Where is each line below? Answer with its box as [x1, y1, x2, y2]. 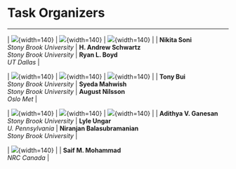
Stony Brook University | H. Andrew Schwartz [7, 43, 141, 51]
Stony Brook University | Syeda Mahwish [7, 79, 127, 88]
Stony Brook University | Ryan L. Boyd [7, 50, 118, 59]
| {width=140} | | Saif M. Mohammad [7, 146, 122, 154]
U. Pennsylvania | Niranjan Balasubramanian [7, 124, 139, 133]
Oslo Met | [7, 95, 37, 103]
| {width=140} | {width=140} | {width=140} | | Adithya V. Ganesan [7, 109, 218, 117]
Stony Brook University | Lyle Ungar [7, 116, 111, 125]
